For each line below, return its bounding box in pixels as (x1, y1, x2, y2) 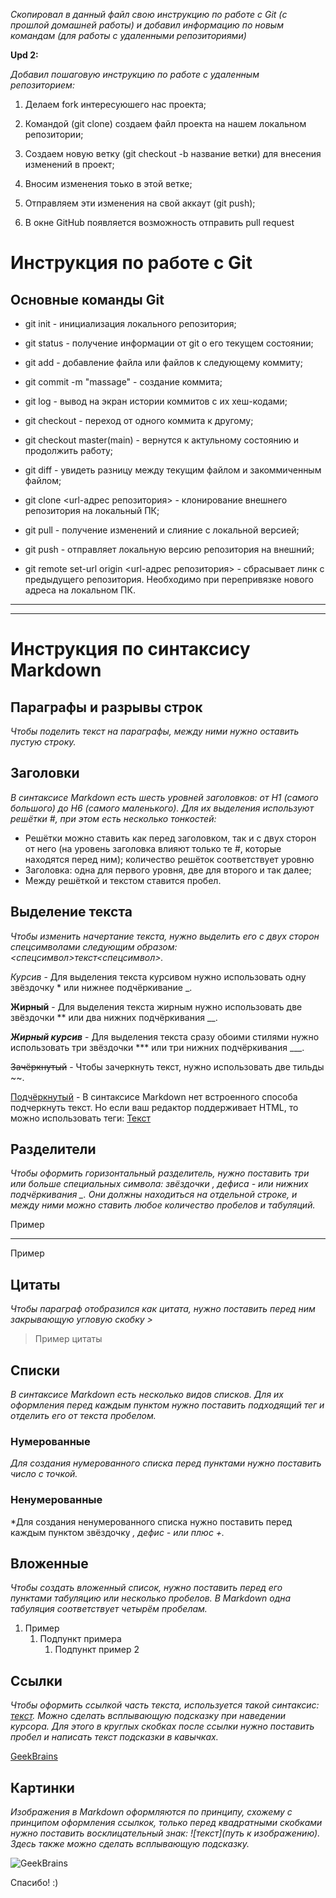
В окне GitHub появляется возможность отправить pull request (24, 217, 295, 228)
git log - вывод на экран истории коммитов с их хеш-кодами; (24, 395, 288, 407)
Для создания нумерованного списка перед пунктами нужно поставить (10, 1457, 322, 1469)
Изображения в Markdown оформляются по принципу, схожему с (10, 1806, 293, 1818)
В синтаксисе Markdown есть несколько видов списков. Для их (10, 1389, 285, 1401)
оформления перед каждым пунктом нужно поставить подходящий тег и (10, 1399, 325, 1411)
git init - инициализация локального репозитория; (24, 318, 237, 329)
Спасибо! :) (10, 1877, 59, 1889)
